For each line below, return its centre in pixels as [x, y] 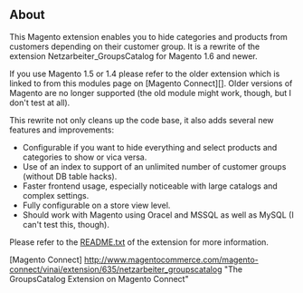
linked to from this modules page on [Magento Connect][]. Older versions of [151, 83]
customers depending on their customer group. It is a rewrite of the [135, 46]
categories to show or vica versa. [85, 157]
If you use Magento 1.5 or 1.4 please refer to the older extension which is [145, 73]
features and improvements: [62, 130]
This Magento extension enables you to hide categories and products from [148, 36]
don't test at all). [40, 103]
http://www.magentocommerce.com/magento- [172, 259]
